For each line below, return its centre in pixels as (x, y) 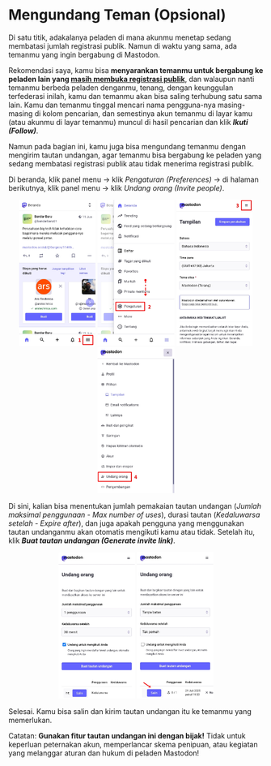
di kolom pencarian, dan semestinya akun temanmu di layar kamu (144, 113)
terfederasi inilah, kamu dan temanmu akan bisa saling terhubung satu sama (135, 96)
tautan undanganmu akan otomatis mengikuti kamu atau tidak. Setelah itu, (131, 531)
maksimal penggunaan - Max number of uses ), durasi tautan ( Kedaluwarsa (134, 514)
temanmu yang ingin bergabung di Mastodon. (84, 54)
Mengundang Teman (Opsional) (117, 15)
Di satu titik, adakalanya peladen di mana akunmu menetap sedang (120, 37)
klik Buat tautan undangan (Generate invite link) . (92, 540)
